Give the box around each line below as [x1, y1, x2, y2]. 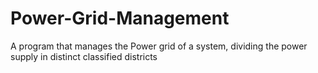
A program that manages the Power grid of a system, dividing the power [10, 40, 308, 52]
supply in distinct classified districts [10, 50, 158, 62]
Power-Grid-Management [10, 7, 230, 30]
